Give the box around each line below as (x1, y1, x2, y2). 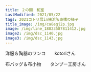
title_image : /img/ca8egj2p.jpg (5, 21, 74, 27)
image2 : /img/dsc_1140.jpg (5, 31, 63, 36)
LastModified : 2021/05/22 (5, 12, 60, 17)
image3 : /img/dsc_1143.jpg (5, 36, 63, 41)
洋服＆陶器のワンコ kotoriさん (5, 50, 76, 56)
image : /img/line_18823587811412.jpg (5, 26, 86, 31)
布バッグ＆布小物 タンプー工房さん (5, 61, 86, 67)
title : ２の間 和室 (5, 7, 44, 13)
